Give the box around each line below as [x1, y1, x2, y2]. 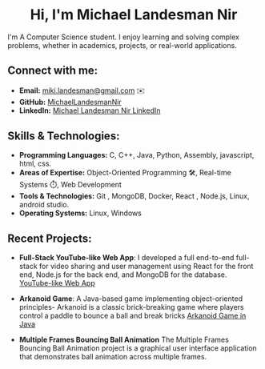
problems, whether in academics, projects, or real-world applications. [7, 40, 237, 50]
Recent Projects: [7, 231, 93, 245]
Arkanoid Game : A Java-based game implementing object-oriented [18, 294, 243, 303]
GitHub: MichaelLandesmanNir [18, 97, 122, 106]
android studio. [18, 200, 70, 210]
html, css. [18, 158, 52, 169]
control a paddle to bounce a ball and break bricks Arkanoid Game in [18, 311, 247, 321]
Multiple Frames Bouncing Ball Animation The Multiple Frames [18, 335, 229, 345]
